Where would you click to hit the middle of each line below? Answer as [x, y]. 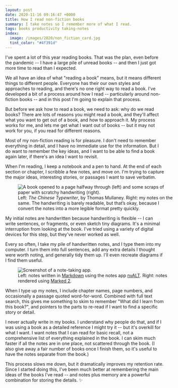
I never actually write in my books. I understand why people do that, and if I [83, 322]
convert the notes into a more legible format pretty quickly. [79, 208]
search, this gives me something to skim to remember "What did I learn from [84, 301]
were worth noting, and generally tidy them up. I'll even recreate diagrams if [84, 255]
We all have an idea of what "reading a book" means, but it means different [83, 78]
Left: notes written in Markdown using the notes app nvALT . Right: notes [93, 275]
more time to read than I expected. [41, 68]
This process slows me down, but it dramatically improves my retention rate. [84, 364]
